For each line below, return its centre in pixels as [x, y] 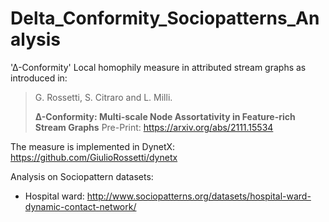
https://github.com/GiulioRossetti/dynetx [94, 157]
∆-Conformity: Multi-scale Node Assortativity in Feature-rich [165, 116]
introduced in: [39, 78]
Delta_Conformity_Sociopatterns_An [165, 18]
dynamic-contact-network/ [80, 206]
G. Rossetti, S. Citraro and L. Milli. [103, 97]
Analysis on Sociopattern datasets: [82, 176]
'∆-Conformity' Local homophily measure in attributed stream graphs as [158, 67]
